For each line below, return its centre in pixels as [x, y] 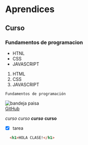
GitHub [12, 108]
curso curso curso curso [31, 118]
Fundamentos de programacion [44, 42]
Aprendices [30, 9]
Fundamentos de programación [35, 94]
